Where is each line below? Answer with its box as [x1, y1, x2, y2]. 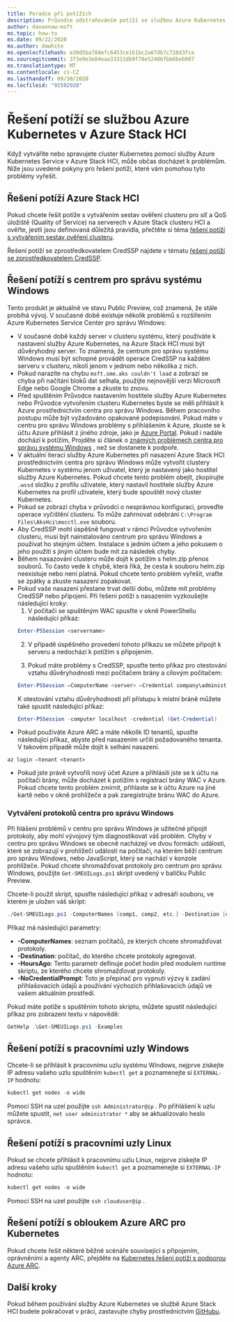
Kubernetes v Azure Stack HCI [7, 126, 187, 142]
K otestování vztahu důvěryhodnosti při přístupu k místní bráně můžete [17, 694, 221, 703]
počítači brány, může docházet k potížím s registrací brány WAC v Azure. [17, 776, 227, 784]
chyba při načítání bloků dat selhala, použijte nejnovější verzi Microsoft [17, 376, 221, 385]
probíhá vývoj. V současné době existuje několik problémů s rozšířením [7, 311, 212, 319]
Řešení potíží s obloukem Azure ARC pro [7, 1217, 186, 1229]
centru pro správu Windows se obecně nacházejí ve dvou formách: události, [7, 839, 226, 847]
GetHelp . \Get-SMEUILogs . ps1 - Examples [7, 1023, 123, 1030]
